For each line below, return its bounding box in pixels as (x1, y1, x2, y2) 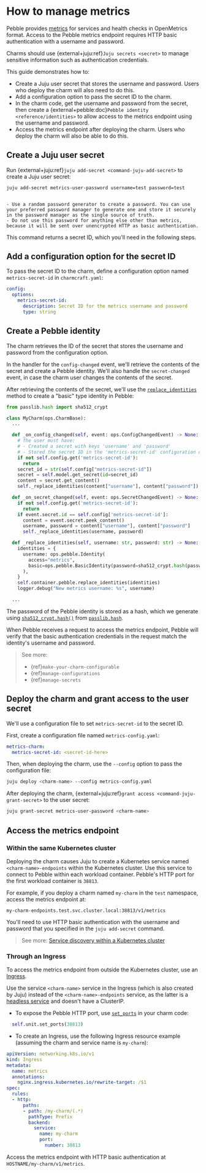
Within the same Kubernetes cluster (6, 844, 116, 852)
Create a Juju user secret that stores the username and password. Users (15, 80, 199, 87)
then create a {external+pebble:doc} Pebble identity (15, 106, 149, 113)
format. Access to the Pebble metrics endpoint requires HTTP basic (6, 31, 178, 38)
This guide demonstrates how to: (6, 68, 90, 75)
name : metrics (12, 1068, 48, 1074)
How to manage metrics (6, 4, 131, 18)
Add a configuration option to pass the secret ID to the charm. (15, 93, 172, 100)
